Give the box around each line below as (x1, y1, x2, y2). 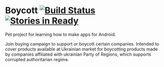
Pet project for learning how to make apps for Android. (5, 31, 116, 37)
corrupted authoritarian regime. (5, 56, 69, 62)
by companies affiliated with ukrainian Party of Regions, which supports (5, 51, 152, 57)
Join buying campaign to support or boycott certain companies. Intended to (5, 41, 160, 46)
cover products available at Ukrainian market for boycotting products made (5, 46, 158, 52)
